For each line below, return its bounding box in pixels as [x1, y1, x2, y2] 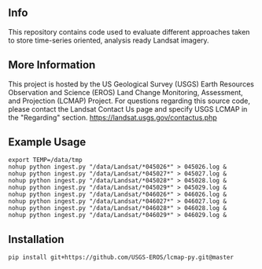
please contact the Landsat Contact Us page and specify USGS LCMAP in [8, 104, 248, 113]
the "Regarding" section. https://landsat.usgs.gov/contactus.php [8, 112, 218, 122]
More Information [8, 58, 96, 72]
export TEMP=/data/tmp [8, 157, 83, 164]
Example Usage [8, 135, 87, 149]
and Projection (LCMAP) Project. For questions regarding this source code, [8, 96, 250, 105]
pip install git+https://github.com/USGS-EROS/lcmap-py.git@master [8, 253, 234, 262]
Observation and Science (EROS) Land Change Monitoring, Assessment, [8, 87, 244, 97]
